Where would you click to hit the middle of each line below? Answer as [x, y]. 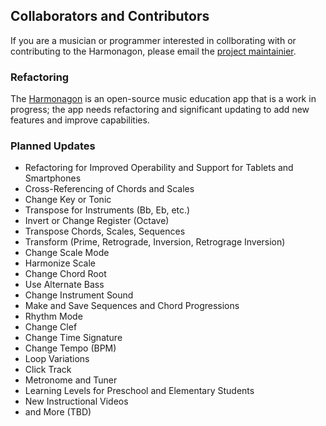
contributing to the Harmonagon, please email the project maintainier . [153, 51]
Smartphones [53, 178]
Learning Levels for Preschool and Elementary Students [139, 391]
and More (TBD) [58, 412]
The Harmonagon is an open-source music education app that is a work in [163, 99]
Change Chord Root [65, 274]
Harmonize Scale [60, 263]
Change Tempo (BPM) [70, 348]
